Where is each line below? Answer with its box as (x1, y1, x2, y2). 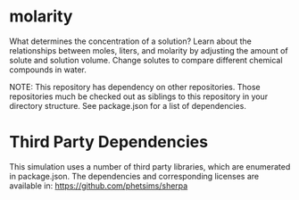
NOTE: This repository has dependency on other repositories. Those (9, 81, 261, 92)
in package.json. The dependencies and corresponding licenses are (9, 171, 260, 181)
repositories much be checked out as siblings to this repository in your (9, 91, 269, 102)
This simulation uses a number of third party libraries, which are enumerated (9, 161, 291, 171)
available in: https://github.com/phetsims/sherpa (9, 180, 188, 191)
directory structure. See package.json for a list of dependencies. (9, 100, 247, 111)
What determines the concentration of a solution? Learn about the (9, 36, 252, 46)
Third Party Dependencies (9, 132, 208, 153)
